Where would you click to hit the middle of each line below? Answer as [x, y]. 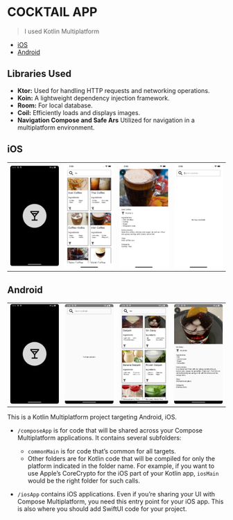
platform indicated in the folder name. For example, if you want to [121, 466]
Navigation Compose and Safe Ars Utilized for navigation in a [106, 120]
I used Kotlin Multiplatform [62, 31]
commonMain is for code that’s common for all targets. [102, 451]
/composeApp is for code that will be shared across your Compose [110, 430]
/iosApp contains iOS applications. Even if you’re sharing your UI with [116, 494]
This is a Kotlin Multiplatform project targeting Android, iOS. [92, 417]
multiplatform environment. [56, 127]
